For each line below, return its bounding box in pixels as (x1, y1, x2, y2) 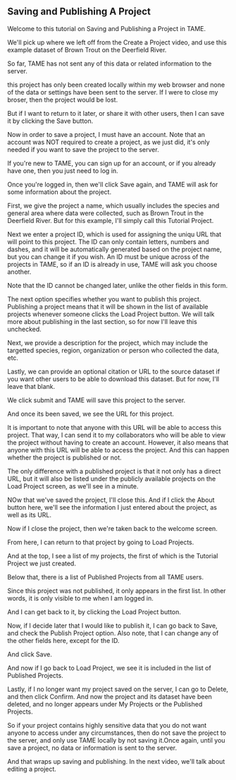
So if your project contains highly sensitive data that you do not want (7, 721, 207, 729)
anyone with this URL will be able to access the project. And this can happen (7, 445, 230, 454)
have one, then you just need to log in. (7, 166, 118, 175)
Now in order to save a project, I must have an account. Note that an (7, 130, 206, 138)
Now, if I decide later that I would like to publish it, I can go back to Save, (7, 621, 218, 630)
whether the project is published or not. (7, 453, 122, 462)
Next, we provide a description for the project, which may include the (7, 338, 209, 347)
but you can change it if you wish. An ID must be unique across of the (7, 252, 210, 260)
